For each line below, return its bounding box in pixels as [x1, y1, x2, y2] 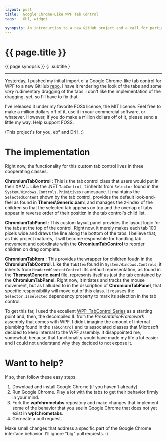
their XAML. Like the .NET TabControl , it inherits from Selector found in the [5, 183, 159, 190]
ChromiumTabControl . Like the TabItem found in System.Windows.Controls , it [5, 261, 162, 267]
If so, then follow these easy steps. [5, 374, 77, 380]
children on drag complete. [5, 246, 61, 252]
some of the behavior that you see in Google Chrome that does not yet [12, 405, 157, 411]
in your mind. [12, 394, 40, 400]
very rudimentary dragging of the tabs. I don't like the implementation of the [5, 88, 161, 95]
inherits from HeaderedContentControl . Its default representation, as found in [5, 267, 161, 273]
